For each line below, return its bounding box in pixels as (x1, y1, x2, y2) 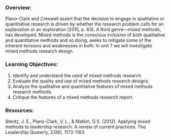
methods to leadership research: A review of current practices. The (5, 124, 146, 130)
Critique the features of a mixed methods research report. (12, 94, 133, 100)
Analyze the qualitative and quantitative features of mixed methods (12, 83, 153, 89)
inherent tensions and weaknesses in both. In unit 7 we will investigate (5, 43, 152, 49)
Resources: (5, 106, 34, 114)
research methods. (12, 89, 52, 95)
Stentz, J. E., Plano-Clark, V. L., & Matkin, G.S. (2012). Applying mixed (5, 118, 151, 124)
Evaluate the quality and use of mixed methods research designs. (12, 78, 150, 84)
